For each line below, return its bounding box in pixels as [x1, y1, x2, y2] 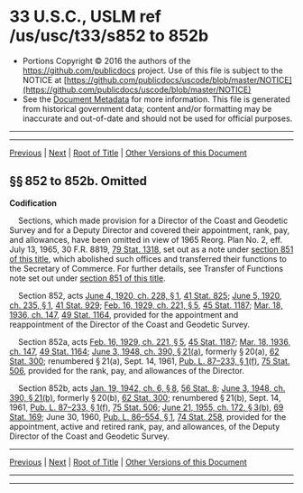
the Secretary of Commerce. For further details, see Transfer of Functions [9, 263, 284, 274]
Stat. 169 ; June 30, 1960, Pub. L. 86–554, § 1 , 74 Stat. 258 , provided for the [9, 411, 287, 422]
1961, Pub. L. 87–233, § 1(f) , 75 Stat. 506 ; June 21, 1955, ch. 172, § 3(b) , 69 [9, 402, 284, 413]
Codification [9, 197, 57, 209]
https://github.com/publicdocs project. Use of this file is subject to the [22, 65, 284, 76]
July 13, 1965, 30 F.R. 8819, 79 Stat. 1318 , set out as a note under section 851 [9, 244, 294, 255]
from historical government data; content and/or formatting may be [22, 103, 272, 114]
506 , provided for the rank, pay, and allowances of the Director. [9, 365, 245, 376]
